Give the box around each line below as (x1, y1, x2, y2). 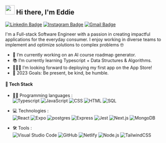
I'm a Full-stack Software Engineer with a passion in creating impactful (5, 31, 151, 37)
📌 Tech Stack (5, 81, 33, 87)
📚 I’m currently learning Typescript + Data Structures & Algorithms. (12, 57, 152, 63)
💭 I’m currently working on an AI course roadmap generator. (12, 51, 136, 57)
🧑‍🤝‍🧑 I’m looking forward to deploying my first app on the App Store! (12, 64, 152, 70)
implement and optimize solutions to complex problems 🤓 (5, 41, 124, 47)
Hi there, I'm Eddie (15, 8, 75, 16)
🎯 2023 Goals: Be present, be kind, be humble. (12, 69, 109, 75)
